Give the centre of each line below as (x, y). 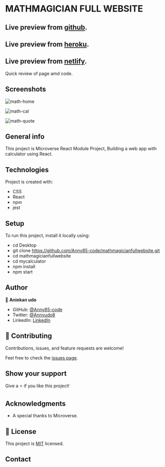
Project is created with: (29, 182)
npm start (22, 272)
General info (25, 136)
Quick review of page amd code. (39, 73)
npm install (24, 267)
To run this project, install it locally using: (48, 236)
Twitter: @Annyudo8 (34, 315)
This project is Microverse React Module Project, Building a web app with (81, 149)
